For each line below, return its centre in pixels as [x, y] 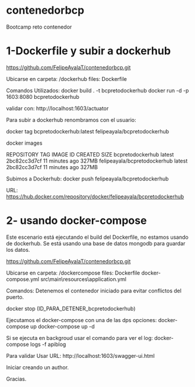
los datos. [18, 249]
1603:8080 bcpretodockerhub [43, 96]
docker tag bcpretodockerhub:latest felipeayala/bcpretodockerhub [88, 131]
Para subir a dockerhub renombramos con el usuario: [71, 120]
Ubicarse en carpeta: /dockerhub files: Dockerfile [67, 79]
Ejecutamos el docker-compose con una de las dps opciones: [81, 320]
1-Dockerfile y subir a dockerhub [88, 51]
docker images [24, 143]
